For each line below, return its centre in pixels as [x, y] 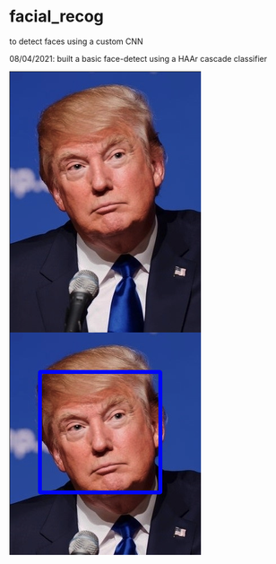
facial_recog [57, 17]
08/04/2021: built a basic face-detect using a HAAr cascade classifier [138, 58]
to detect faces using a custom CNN [76, 41]
